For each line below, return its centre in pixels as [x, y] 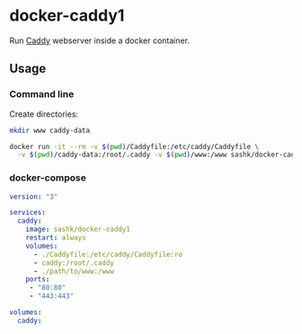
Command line [42, 94]
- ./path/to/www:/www [74, 271]
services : [28, 213]
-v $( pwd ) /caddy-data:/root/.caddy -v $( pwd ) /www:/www [122, 155]
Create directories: [44, 114]
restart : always [56, 238]
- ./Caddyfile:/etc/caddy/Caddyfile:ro [107, 254]
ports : [38, 279]
